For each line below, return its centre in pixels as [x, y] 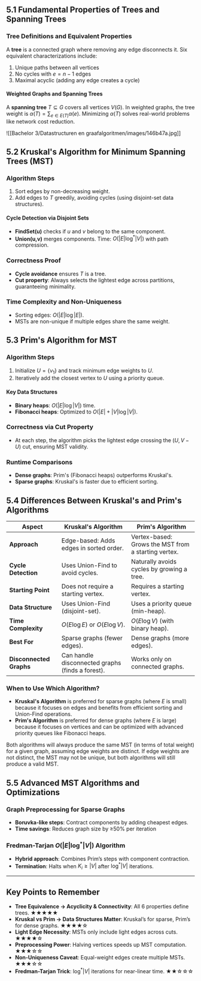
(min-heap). [149, 611]
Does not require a [87, 586]
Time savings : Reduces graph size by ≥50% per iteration [86, 829]
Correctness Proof [34, 260]
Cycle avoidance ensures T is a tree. [60, 274]
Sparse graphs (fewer [92, 638]
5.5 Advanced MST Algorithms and [73, 783]
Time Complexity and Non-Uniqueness [64, 302]
